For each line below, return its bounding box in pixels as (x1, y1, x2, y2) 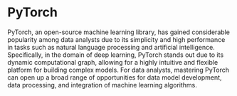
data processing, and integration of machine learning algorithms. (7, 80, 197, 89)
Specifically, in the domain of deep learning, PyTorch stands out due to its (7, 50, 224, 59)
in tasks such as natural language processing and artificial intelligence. (7, 43, 215, 51)
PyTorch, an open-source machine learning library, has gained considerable (7, 28, 230, 36)
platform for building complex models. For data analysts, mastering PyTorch (7, 65, 230, 74)
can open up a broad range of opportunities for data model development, (7, 73, 222, 82)
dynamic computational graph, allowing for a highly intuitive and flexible (7, 58, 218, 66)
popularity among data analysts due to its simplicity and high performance (7, 35, 226, 43)
